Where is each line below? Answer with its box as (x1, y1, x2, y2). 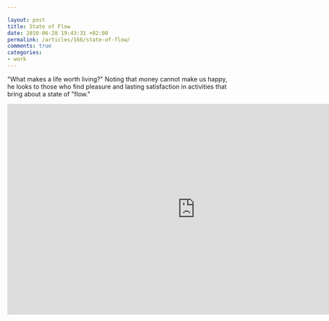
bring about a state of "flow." (7, 89, 91, 98)
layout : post (7, 16, 46, 23)
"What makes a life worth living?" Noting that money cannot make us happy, (7, 74, 228, 83)
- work (7, 55, 27, 63)
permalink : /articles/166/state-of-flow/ (7, 36, 131, 43)
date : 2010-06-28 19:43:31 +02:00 (7, 30, 109, 37)
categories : (7, 49, 42, 56)
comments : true (7, 43, 52, 50)
